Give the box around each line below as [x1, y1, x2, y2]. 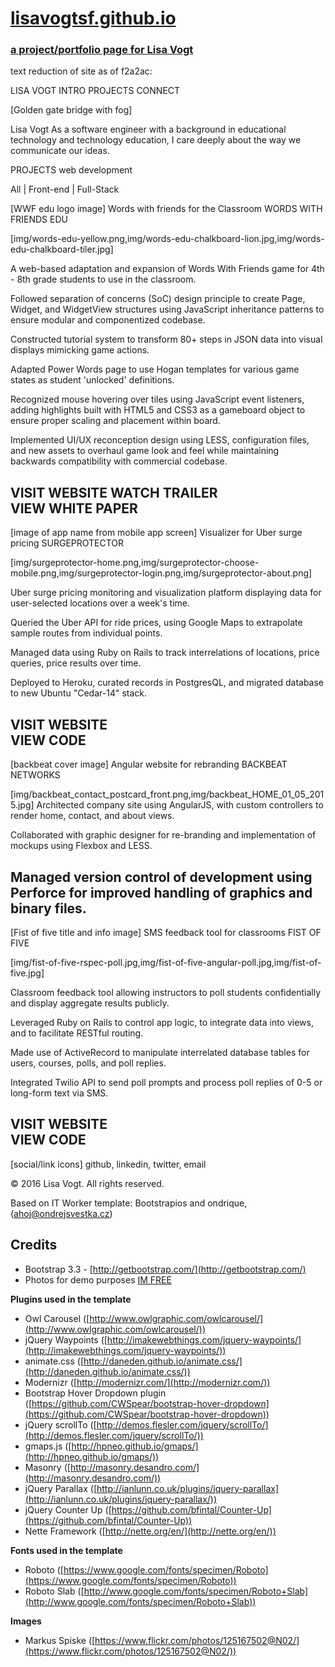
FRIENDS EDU [10, 213, 68, 226]
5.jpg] [10, 799, 35, 811]
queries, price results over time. [10, 657, 142, 669]
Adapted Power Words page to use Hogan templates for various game [10, 363, 300, 376]
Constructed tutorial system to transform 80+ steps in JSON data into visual [10, 333, 323, 346]
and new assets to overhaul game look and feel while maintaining [10, 445, 280, 457]
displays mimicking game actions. [10, 344, 150, 356]
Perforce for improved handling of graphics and [10, 884, 313, 901]
